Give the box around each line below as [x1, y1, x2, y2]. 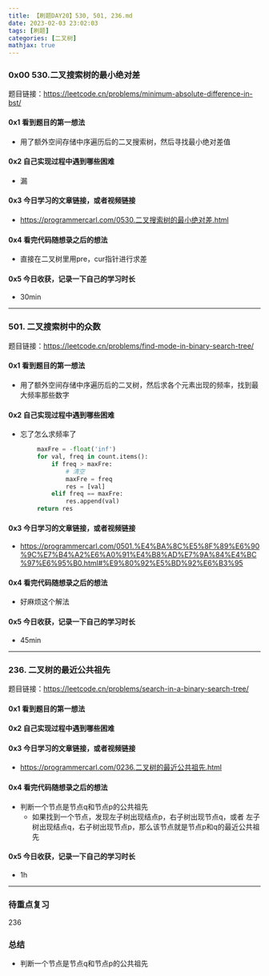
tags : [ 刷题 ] [8, 26, 50, 34]
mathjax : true [8, 42, 56, 50]
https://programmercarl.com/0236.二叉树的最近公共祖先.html [19, 762, 223, 773]
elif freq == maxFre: [50, 490, 124, 498]
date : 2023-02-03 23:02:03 [8, 19, 98, 27]
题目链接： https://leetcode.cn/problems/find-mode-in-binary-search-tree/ [8, 341, 255, 351]
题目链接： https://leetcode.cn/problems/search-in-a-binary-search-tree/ [8, 684, 250, 693]
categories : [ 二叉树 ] [8, 34, 77, 42]
